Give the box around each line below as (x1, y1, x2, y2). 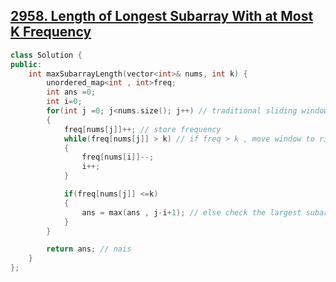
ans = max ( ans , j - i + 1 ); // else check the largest (81, 207, 302, 218)
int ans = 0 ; (46, 87, 97, 98)
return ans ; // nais (46, 244, 132, 254)
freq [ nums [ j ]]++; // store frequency (63, 124, 222, 134)
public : (10, 59, 43, 69)
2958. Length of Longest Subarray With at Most (10, 8, 314, 25)
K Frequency (10, 24, 92, 41)
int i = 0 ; (46, 97, 83, 107)
